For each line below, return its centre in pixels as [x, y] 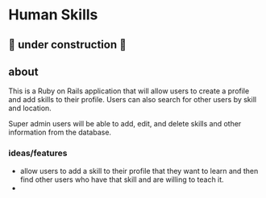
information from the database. [60, 132]
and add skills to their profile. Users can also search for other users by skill [132, 100]
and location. [30, 108]
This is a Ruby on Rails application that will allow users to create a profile [129, 91]
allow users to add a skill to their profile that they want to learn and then [139, 171]
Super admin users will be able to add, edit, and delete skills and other [125, 124]
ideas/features [38, 153]
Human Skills [53, 15]
